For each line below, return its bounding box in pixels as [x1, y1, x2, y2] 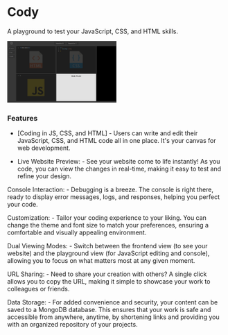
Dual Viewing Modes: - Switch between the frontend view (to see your [7, 241, 208, 250]
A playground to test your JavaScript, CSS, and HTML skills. [7, 27, 179, 35]
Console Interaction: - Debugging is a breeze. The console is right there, [7, 185, 213, 194]
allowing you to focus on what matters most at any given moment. [7, 256, 195, 264]
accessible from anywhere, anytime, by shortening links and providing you [7, 313, 220, 321]
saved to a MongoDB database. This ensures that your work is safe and [7, 305, 211, 313]
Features [7, 113, 38, 123]
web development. [17, 144, 71, 152]
